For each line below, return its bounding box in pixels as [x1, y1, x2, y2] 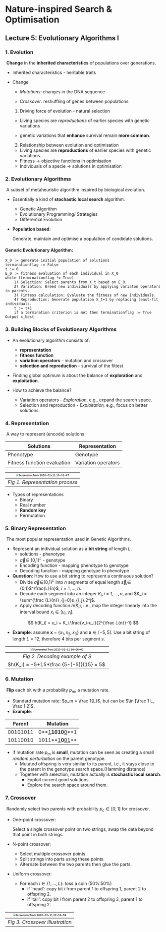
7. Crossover [5, 795, 36, 802]
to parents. [5, 289, 30, 294]
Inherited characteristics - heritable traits [12, 69, 96, 75]
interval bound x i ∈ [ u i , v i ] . [19, 609, 74, 616]
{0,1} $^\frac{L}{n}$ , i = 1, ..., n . [19, 585, 82, 591]
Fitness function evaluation [7, 459, 71, 466]
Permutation [19, 512, 45, 518]
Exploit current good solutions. [27, 777, 90, 783]
